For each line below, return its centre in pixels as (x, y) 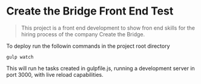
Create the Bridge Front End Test (90, 11)
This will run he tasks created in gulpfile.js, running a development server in (100, 68)
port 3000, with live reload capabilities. (55, 74)
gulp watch (20, 57)
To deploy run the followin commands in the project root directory (88, 46)
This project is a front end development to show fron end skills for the (108, 28)
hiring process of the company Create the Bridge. (83, 34)
